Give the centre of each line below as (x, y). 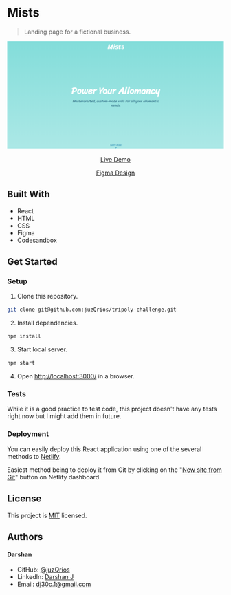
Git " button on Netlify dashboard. (54, 477)
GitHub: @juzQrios (43, 570)
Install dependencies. (47, 323)
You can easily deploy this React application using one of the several (104, 449)
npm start (21, 363)
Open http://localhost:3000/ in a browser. (76, 376)
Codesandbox (37, 240)
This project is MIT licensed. (47, 515)
